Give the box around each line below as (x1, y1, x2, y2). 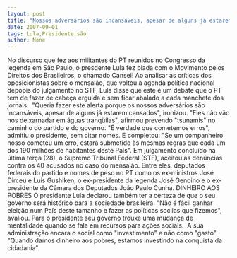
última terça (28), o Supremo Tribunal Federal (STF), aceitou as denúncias (7, 153, 223, 163)
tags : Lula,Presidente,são (7, 30, 87, 37)
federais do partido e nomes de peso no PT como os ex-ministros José (7, 169, 214, 177)
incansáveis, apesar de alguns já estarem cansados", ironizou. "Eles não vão (7, 109, 230, 117)
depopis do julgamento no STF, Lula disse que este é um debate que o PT (7, 86, 222, 95)
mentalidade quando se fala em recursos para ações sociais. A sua (7, 221, 204, 230)
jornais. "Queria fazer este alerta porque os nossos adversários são (7, 101, 206, 110)
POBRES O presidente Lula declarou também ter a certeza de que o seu (7, 192, 216, 200)
